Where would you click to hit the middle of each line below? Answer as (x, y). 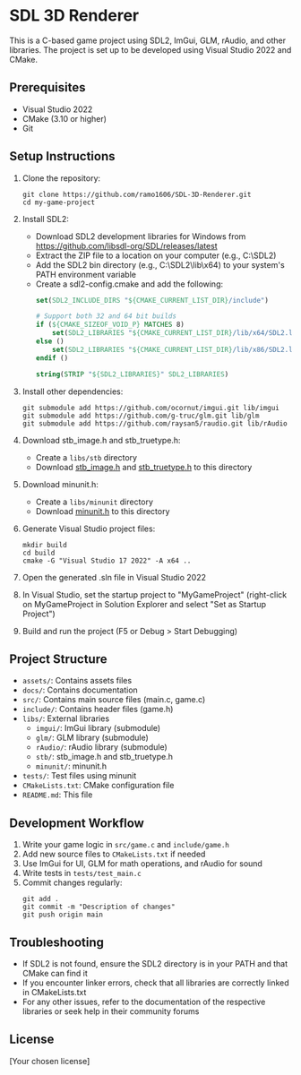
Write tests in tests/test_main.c (82, 873)
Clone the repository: (61, 178)
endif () (52, 358)
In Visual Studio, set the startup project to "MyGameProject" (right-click (155, 594)
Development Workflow (77, 823)
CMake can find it (55, 973)
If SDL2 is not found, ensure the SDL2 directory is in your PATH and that (155, 963)
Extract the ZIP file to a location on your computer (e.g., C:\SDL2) (156, 255)
